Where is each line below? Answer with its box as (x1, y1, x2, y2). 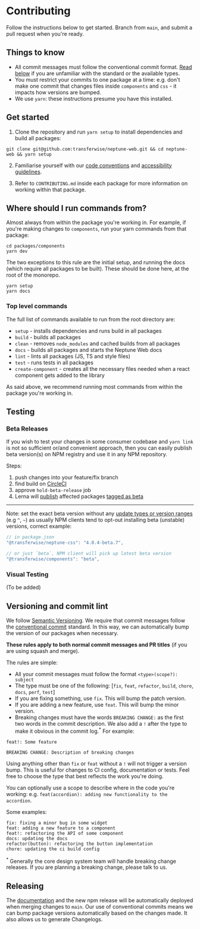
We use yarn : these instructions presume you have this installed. (14, 95, 173, 102)
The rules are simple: (6, 659, 58, 666)
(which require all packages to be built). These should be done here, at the (6, 265, 189, 272)
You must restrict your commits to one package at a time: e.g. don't (14, 76, 180, 83)
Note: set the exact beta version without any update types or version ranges (6, 510, 193, 517)
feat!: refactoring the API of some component (6, 830, 124, 836)
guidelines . (14, 168, 42, 175)
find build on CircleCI (14, 480, 67, 487)
